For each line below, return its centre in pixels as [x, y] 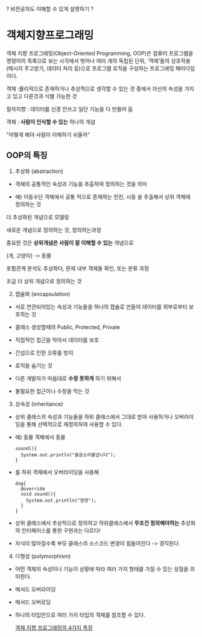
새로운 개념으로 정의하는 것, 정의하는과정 [54, 230]
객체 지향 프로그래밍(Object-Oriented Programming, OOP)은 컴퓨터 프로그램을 [100, 53]
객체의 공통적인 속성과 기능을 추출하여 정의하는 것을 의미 [81, 184]
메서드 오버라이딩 [35, 589]
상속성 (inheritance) [39, 404]
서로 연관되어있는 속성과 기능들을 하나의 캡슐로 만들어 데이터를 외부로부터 [101, 307]
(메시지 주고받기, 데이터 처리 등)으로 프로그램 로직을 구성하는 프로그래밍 [90, 68]
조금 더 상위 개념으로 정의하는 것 [44, 281]
